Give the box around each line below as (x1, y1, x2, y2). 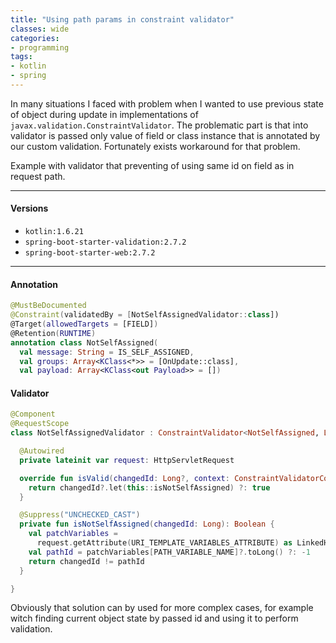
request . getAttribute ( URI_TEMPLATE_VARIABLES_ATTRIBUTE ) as (36, 538, 293, 548)
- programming (10, 42, 70, 53)
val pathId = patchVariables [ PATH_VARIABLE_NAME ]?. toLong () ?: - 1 (28, 547, 311, 557)
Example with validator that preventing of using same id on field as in (10, 159, 295, 171)
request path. (10, 170, 66, 182)
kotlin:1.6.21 (24, 227, 84, 237)
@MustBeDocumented (10, 301, 87, 311)
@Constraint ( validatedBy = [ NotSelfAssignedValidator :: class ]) (10, 310, 280, 320)
